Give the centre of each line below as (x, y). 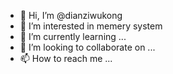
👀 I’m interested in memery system (91, 26)
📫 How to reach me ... (66, 58)
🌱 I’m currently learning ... (73, 36)
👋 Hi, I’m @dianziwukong (71, 15)
